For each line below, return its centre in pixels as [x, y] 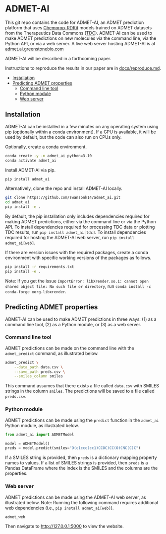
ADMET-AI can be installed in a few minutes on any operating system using [82, 126]
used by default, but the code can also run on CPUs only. [63, 137]
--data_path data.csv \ [39, 367]
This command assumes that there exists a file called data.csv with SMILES [82, 386]
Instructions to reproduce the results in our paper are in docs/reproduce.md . [83, 68]
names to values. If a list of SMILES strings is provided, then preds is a [77, 463]
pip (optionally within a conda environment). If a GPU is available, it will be [81, 132]
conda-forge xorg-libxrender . [36, 291]
